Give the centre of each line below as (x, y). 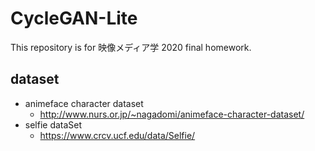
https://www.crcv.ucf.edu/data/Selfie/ (117, 135)
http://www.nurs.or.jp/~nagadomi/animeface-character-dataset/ (172, 114)
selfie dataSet (53, 124)
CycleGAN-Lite (74, 18)
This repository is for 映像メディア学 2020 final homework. (131, 47)
